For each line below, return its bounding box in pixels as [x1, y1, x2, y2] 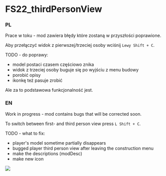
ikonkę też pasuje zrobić [12, 77, 63, 83]
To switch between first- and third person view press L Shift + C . [5, 121, 141, 127]
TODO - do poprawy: [5, 52, 48, 58]
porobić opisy [12, 72, 41, 78]
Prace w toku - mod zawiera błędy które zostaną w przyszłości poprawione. [5, 32, 162, 38]
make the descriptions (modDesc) [12, 151, 82, 157]
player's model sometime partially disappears [12, 140, 106, 146]
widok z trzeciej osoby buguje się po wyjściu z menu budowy [12, 67, 139, 73]
